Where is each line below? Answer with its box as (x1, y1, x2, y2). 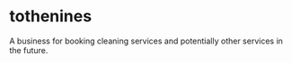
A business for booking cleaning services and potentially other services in (9, 35, 283, 46)
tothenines (9, 6, 93, 27)
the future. (9, 44, 49, 55)
